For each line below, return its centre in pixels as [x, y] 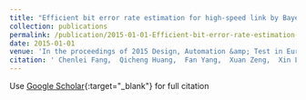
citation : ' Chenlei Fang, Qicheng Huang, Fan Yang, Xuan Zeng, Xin [150, 60]
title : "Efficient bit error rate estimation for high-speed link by [144, 18]
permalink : [30, 35]
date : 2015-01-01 [42, 43]
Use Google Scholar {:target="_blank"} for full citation [109, 86]
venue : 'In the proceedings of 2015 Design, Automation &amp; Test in [146, 52]
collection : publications [58, 26]
